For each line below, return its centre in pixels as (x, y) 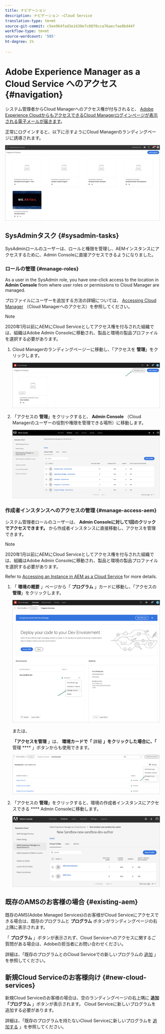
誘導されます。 (28, 138)
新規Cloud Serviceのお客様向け (53, 977)
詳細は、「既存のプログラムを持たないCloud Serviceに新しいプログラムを (79, 1021)
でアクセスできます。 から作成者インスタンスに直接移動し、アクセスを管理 (81, 528)
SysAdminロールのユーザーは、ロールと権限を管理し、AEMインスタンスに (80, 249)
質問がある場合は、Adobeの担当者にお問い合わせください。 (66, 944)
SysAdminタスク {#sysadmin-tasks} (62, 236)
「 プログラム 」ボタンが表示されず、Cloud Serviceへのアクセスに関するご (81, 937)
